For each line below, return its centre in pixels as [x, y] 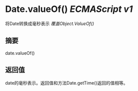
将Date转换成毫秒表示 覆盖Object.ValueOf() [50, 23]
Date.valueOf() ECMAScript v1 [69, 9]
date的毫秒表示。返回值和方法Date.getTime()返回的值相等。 [67, 83]
